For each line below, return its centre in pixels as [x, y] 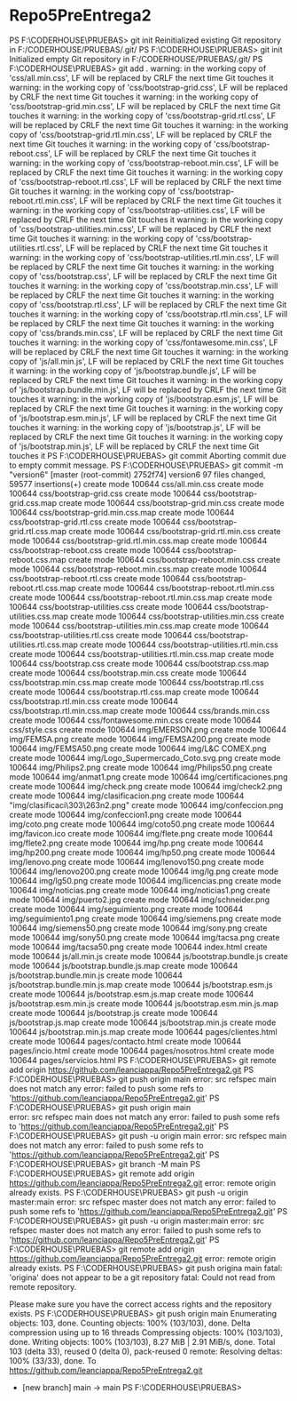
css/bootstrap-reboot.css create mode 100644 [95, 550]
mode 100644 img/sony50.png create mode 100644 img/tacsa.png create [145, 937]
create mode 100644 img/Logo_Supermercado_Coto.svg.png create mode [145, 757]
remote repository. [43, 1286]
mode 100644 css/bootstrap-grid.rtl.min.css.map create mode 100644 [138, 540]
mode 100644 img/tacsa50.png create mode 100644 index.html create [138, 947]
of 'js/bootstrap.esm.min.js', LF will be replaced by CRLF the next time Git [143, 418]
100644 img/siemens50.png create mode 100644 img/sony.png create [138, 928]
